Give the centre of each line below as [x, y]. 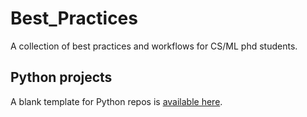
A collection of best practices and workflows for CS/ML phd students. [154, 46]
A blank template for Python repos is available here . [116, 101]
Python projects [61, 77]
